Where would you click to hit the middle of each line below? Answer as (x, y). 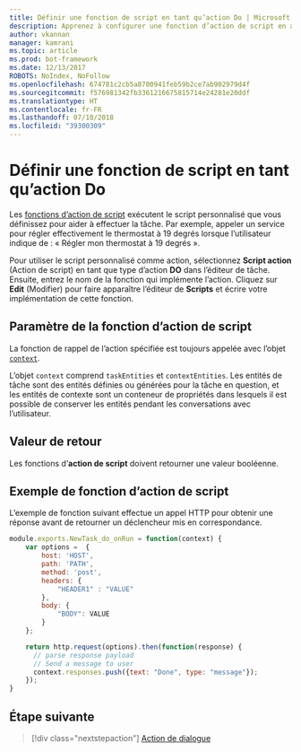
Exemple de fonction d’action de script (119, 491)
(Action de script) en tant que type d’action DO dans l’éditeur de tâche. (140, 269)
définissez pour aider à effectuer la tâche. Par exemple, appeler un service (147, 223)
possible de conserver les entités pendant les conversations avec (130, 404)
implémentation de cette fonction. (72, 298)
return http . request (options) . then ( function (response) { (134, 647)
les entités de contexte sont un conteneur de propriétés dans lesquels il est (148, 394)
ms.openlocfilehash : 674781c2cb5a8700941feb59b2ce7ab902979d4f (130, 84)
